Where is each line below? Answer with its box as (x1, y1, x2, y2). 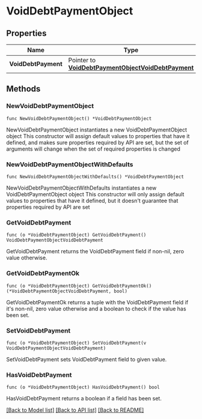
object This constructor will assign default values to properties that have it (6, 132, 190, 139)
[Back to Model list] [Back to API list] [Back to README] (6, 406, 144, 414)
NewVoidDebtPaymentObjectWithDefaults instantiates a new (6, 184, 157, 191)
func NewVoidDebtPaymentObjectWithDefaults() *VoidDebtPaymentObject (6, 173, 185, 179)
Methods (6, 84, 41, 94)
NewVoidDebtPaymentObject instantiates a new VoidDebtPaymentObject (6, 126, 188, 133)
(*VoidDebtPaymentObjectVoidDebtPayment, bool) (6, 288, 128, 294)
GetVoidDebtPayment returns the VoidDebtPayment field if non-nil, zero (6, 248, 185, 255)
